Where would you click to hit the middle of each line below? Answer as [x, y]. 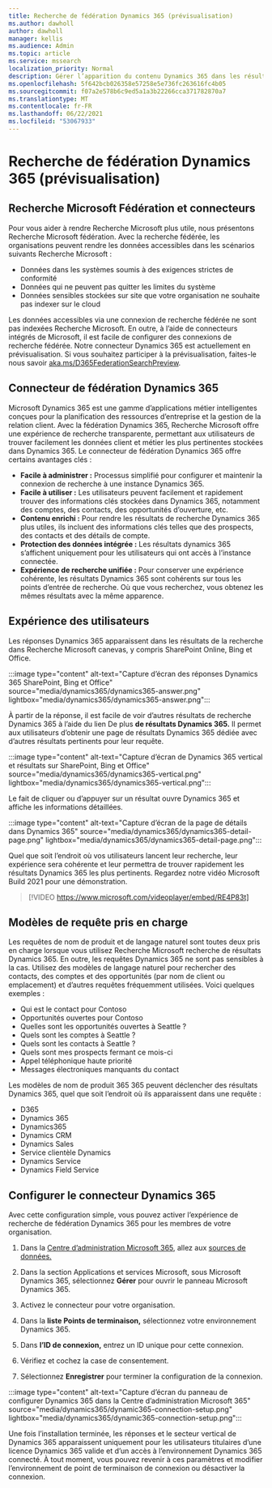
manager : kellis [36, 38]
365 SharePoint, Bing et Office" [61, 682]
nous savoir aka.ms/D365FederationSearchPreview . [95, 362]
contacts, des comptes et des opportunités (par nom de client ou [117, 977]
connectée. [39, 561]
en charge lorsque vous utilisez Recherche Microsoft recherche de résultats [135, 951]
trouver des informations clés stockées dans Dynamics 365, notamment [140, 501]
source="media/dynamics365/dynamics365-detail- [166, 831]
